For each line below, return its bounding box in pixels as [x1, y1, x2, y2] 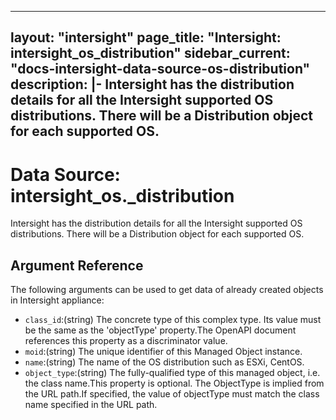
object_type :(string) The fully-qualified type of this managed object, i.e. [24, 367, 321, 379]
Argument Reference [10, 257, 144, 274]
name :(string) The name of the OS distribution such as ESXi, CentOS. [24, 356, 305, 368]
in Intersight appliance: [10, 294, 105, 306]
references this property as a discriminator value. [24, 335, 228, 347]
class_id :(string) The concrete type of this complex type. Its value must [24, 314, 322, 326]
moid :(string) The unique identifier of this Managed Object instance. [24, 346, 303, 358]
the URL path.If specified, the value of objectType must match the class [24, 388, 320, 400]
